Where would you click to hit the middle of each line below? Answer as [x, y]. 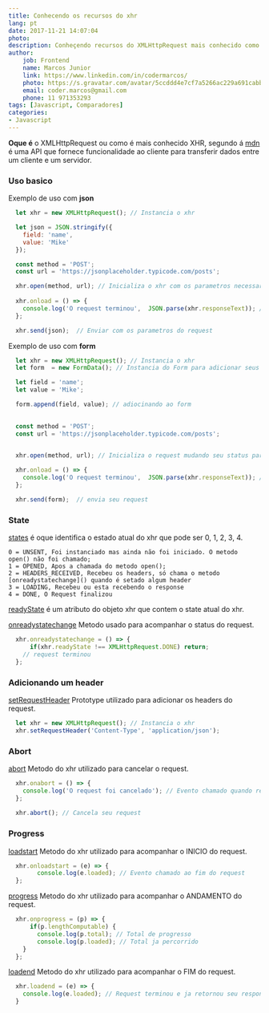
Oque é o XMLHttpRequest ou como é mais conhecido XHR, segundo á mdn [134, 143]
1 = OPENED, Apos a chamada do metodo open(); [87, 566]
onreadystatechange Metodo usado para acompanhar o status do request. [131, 625]
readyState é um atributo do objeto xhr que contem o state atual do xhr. [126, 610]
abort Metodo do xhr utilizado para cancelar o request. [99, 768]
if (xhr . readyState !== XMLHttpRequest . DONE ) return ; [119, 646]
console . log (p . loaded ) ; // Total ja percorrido [118, 942]
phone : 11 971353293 [57, 98]
